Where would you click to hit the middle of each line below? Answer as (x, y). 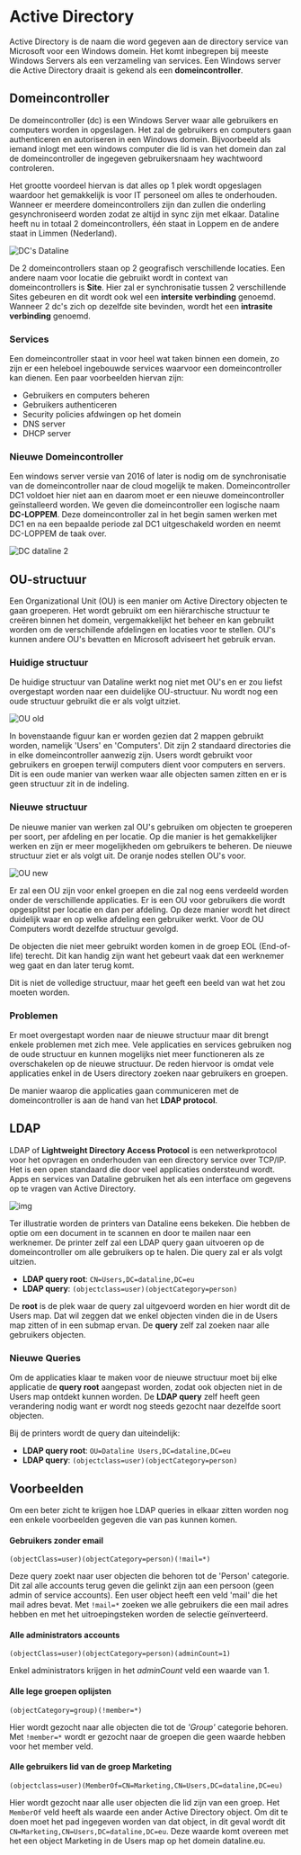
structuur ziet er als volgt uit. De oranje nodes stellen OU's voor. (128, 856)
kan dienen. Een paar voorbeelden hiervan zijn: (97, 378)
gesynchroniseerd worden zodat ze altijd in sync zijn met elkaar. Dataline (145, 214)
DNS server (44, 424)
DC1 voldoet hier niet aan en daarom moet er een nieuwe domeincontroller (147, 496)
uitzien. (23, 1261)
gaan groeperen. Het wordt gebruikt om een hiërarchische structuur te (140, 611)
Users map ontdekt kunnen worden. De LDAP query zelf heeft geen (135, 1397)
